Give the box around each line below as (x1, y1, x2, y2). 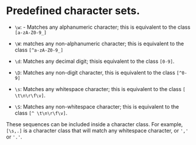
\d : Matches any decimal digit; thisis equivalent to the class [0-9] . (14, 58, 175, 65)
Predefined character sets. (6, 4, 140, 18)
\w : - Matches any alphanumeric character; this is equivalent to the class (14, 23, 191, 31)
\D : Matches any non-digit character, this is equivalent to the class (14, 69, 175, 76)
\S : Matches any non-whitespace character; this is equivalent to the (14, 103, 180, 110)
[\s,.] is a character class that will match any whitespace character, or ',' (6, 127, 188, 134)
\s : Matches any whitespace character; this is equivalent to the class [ (14, 85, 186, 92)
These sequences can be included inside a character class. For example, (6, 120, 183, 127)
